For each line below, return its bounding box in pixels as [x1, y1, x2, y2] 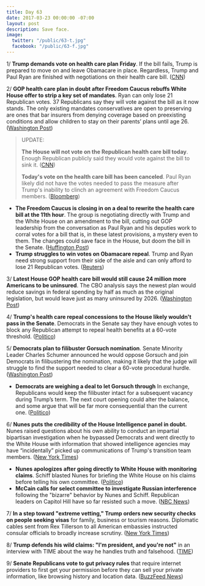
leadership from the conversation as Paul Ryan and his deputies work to [15, 224, 197, 231]
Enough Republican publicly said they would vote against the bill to [21, 154, 190, 162]
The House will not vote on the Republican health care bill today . [21, 148, 188, 155]
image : [6, 32, 23, 38]
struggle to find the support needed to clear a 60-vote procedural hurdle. [6, 364, 191, 372]
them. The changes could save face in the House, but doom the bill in [15, 237, 191, 244]
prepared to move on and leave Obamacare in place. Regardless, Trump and [6, 66, 199, 74]
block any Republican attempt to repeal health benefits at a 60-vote [6, 326, 177, 334]
